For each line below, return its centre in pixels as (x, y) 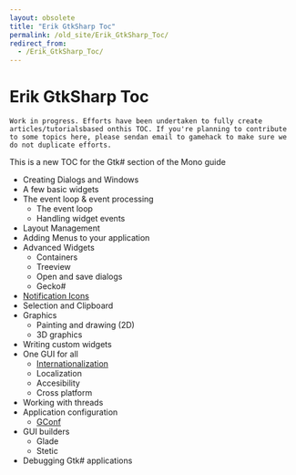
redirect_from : (38, 43)
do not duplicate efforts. (61, 145)
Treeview (53, 267)
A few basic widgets (61, 190)
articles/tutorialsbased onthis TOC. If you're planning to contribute (148, 129)
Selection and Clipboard (68, 305)
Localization (59, 374)
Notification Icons (56, 296)
